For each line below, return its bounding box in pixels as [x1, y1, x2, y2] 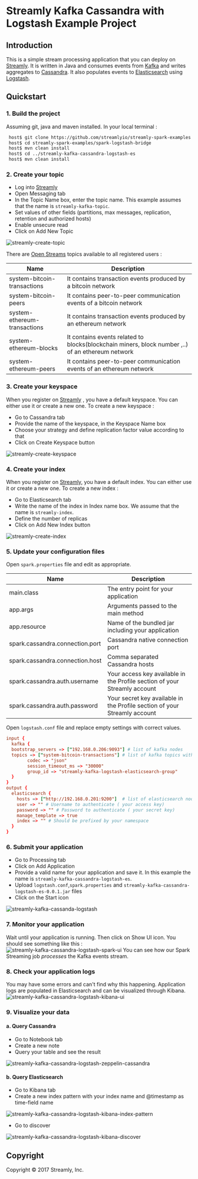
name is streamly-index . [14, 508, 74, 515]
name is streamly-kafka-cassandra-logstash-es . [14, 875, 132, 882]
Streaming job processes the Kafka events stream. [6, 953, 128, 960]
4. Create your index [6, 465, 66, 473]
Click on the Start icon [14, 894, 69, 901]
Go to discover [14, 1122, 51, 1129]
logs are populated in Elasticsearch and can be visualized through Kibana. [6, 987, 186, 994]
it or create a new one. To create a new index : [6, 485, 119, 492]
